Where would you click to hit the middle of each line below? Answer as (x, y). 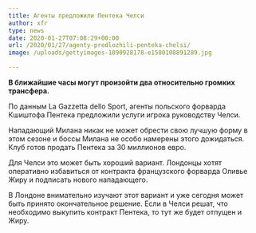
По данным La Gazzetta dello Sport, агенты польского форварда (117, 106)
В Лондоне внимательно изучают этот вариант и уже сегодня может (126, 195)
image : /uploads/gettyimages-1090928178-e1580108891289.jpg (110, 53)
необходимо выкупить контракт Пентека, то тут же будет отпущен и (125, 212)
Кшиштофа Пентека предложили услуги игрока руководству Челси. (124, 115)
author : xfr (28, 23)
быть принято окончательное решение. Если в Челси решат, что (118, 203)
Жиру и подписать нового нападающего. (78, 180)
